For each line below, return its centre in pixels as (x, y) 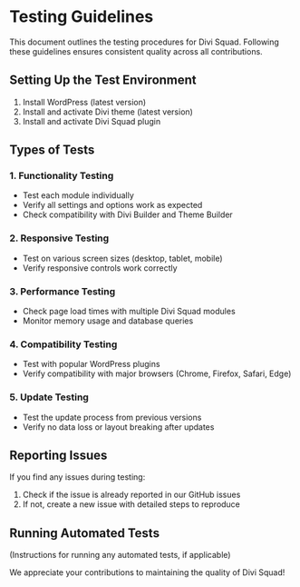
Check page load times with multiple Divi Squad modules (129, 312)
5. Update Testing (49, 397)
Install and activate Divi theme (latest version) (107, 112)
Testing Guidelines (82, 17)
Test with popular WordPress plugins (91, 364)
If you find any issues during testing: (77, 477)
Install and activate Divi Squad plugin (92, 121)
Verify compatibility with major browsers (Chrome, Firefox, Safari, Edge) (157, 373)
